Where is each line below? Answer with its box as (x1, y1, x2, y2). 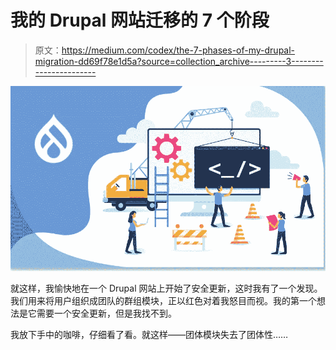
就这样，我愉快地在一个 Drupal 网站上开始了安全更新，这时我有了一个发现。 (10, 282, 323, 295)
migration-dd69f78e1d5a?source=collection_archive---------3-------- (34, 55, 324, 67)
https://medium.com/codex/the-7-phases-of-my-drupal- (61, 44, 296, 56)
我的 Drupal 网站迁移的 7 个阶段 (10, 9, 270, 32)
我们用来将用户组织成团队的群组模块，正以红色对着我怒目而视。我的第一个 (10, 295, 317, 307)
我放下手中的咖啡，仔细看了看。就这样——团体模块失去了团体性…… (10, 329, 289, 341)
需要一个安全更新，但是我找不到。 (36, 307, 177, 320)
